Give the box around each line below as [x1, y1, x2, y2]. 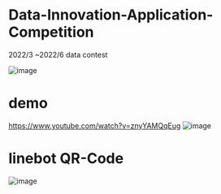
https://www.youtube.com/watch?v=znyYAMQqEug [8, 120, 181, 131]
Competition [8, 23, 95, 41]
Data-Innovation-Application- [8, 6, 214, 24]
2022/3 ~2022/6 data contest [8, 50, 108, 59]
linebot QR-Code [8, 149, 124, 168]
